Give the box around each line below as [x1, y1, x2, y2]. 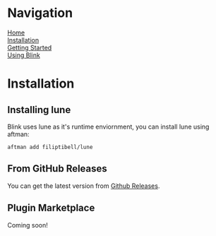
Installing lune [7, 104, 71, 116]
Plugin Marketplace [7, 202, 95, 214]
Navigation [7, 5, 73, 21]
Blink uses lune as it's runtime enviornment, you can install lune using [7, 122, 210, 131]
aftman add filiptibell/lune [7, 143, 93, 151]
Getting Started [7, 43, 52, 52]
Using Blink [7, 51, 40, 59]
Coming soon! [7, 220, 48, 229]
